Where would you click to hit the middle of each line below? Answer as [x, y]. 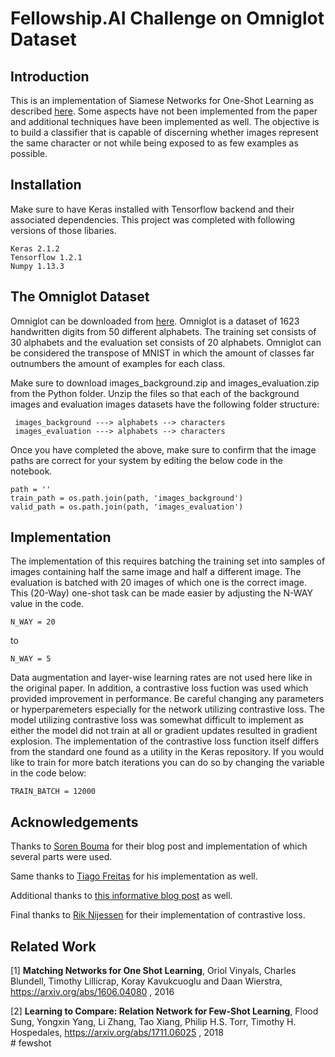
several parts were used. [61, 857]
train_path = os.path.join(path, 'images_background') [127, 498]
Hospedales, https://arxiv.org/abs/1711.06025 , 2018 [117, 1033]
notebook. [31, 471]
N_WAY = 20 [33, 622]
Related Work [53, 946]
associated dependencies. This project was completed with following [153, 219]
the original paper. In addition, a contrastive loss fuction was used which [159, 688]
